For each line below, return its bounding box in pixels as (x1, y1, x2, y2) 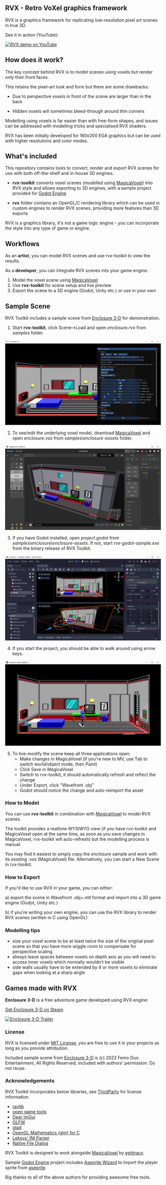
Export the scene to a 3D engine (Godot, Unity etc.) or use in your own (12, 287, 156, 293)
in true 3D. (5, 22, 26, 28)
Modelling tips (5, 927, 41, 934)
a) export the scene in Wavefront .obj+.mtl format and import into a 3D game (5, 895, 161, 900)
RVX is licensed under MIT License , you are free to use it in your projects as (5, 1040, 160, 1046)
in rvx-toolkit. (5, 861, 33, 867)
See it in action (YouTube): (5, 32, 59, 38)
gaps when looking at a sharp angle (12, 970, 85, 976)
